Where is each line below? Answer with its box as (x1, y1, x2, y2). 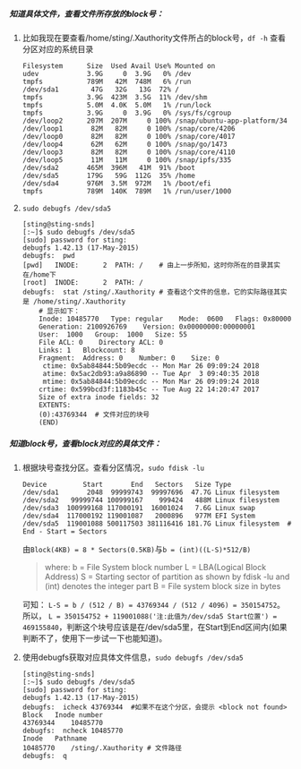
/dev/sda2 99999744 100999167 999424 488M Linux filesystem (21, 495, 279, 505)
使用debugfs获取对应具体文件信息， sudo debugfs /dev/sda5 (21, 652, 244, 662)
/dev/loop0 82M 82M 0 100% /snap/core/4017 (21, 132, 236, 141)
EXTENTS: (39, 400, 72, 409)
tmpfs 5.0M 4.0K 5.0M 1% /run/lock (21, 100, 212, 109)
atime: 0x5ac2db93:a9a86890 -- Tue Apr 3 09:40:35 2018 (42, 369, 260, 378)
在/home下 (21, 269, 56, 279)
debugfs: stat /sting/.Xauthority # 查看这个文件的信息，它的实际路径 (21, 287, 274, 296)
